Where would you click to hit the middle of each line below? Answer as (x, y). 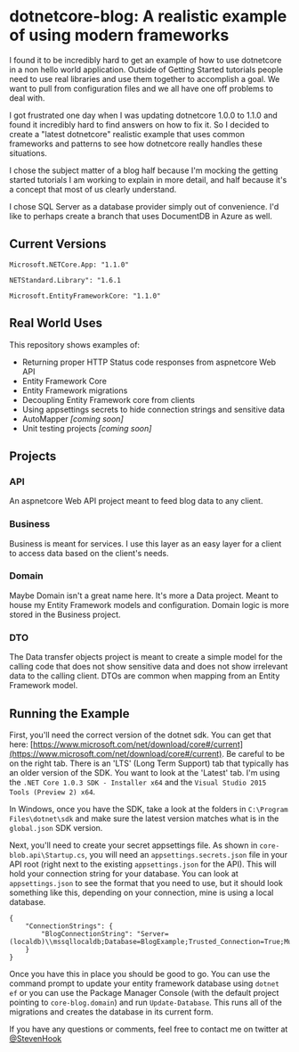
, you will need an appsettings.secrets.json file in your (186, 854)
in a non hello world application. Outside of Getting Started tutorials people (146, 70)
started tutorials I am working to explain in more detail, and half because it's (148, 179)
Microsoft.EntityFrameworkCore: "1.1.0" (85, 296)
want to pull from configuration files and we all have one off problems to (141, 88)
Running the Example (70, 714)
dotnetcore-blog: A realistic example (148, 16)
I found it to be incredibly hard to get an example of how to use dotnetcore (145, 60)
